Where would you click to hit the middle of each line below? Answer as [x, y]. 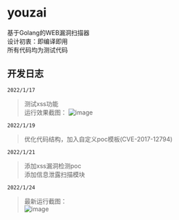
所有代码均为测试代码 [37, 50]
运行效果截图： [45, 112]
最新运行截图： [45, 201]
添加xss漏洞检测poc [53, 166]
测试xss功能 [41, 103]
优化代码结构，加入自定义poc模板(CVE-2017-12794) [98, 139]
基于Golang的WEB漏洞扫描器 [48, 32]
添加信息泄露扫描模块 [54, 174]
